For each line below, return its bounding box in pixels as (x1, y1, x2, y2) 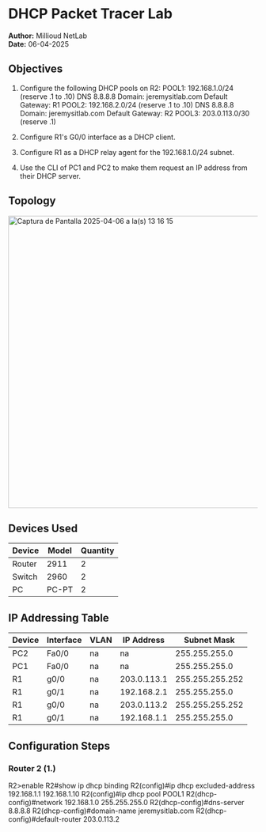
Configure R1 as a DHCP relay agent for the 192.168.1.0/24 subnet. (19, 147, 235, 157)
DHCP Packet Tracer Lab (8, 5, 173, 23)
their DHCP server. (19, 171, 82, 180)
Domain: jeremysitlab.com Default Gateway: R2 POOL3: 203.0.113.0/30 (19, 108, 250, 118)
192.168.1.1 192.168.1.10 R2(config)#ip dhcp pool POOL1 (8, 789, 184, 799)
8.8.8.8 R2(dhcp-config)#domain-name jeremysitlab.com (8, 806, 195, 815)
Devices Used (8, 521, 78, 535)
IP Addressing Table (8, 611, 109, 625)
